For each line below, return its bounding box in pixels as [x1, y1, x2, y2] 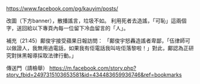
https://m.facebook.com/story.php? [49, 64, 137, 72]
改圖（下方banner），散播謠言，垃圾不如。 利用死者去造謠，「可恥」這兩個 [6, 17, 187, 24]
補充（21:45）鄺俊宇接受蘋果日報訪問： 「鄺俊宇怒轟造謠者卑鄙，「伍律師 [6, 37, 186, 44]
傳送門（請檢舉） [6, 64, 48, 72]
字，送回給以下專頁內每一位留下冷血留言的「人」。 [6, 25, 129, 31]
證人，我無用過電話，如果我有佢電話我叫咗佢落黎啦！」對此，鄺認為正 [16, 44, 189, 51]
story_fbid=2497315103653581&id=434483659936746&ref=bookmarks [6, 71, 182, 78]
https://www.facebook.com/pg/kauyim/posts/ [6, 5, 118, 12]
